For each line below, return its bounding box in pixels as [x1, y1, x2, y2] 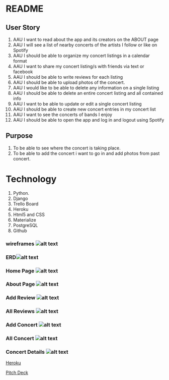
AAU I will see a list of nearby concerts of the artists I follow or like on [13, 42, 157, 48]
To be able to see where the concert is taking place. [13, 145, 121, 151]
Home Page [6, 267, 35, 274]
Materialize [13, 216, 37, 223]
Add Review [6, 294, 36, 301]
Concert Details [6, 349, 45, 356]
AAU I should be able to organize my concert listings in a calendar [13, 52, 150, 59]
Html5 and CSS [13, 211, 45, 218]
